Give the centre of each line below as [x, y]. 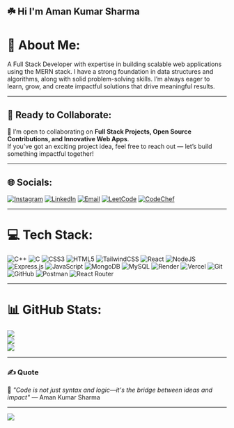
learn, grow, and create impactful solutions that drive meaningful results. [111, 86]
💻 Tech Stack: [50, 235]
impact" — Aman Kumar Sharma [54, 397]
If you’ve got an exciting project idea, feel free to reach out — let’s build [110, 146]
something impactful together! [50, 154]
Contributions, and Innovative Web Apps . [68, 139]
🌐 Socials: [30, 182]
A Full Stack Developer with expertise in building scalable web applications [115, 64]
